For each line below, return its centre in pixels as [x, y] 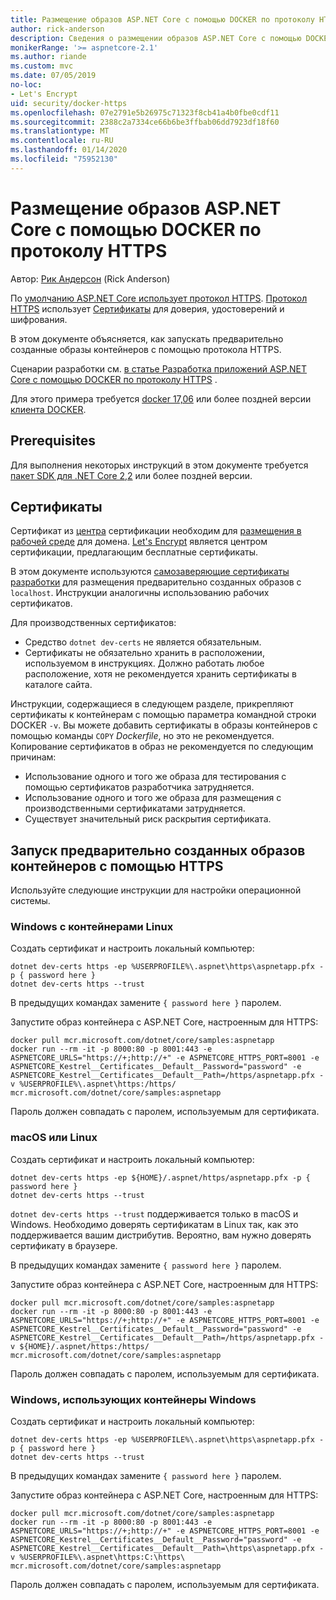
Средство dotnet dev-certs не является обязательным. [143, 642]
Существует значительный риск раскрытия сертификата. [148, 819]
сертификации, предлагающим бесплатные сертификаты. [134, 552]
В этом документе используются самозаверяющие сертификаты [150, 572]
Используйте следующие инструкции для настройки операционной [156, 890]
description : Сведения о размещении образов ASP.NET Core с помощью [156, 38]
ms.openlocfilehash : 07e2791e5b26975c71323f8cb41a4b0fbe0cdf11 [145, 112]
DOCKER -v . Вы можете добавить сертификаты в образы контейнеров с [164, 725]
